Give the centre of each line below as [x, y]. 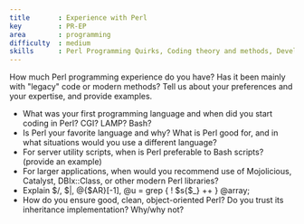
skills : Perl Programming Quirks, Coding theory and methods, [141, 51]
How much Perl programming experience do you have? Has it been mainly [148, 77]
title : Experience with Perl [78, 18]
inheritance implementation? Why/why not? [103, 210]
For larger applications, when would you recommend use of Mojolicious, [157, 172]
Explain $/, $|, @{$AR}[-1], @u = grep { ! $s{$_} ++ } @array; [136, 191]
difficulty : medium [50, 43]
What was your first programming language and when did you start [147, 114]
